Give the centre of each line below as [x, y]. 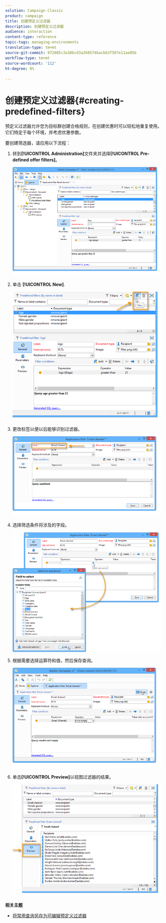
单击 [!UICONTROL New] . [39, 284]
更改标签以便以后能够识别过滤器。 [47, 429]
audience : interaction [29, 32]
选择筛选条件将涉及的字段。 [41, 525]
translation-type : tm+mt [31, 47]
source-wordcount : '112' [31, 63]
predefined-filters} [45, 112]
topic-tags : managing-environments [42, 42]
